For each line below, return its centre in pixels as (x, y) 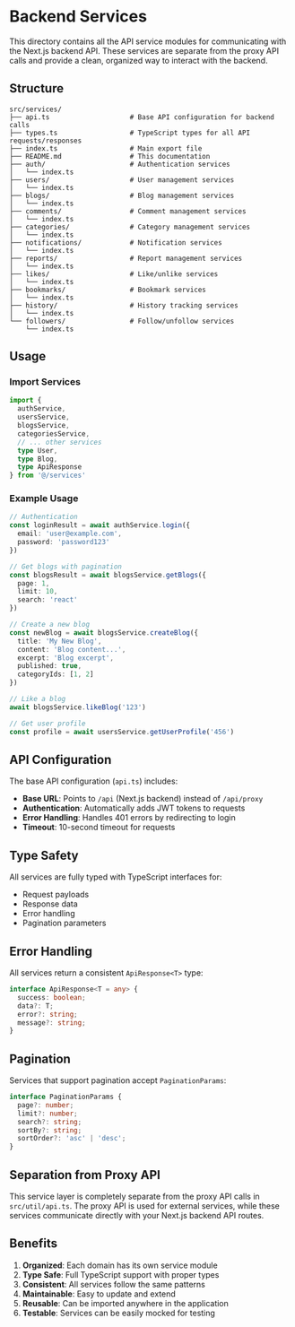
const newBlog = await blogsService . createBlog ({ (104, 633)
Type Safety (44, 855)
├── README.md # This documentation (110, 156)
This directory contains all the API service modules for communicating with (148, 41)
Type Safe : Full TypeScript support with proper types (121, 1274)
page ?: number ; (46, 1105)
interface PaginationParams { (66, 1097)
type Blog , (38, 459)
